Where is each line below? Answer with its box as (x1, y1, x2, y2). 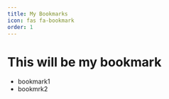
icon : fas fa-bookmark (7, 17, 75, 24)
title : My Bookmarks (7, 10, 69, 18)
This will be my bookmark (7, 54, 162, 70)
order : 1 (7, 23, 33, 30)
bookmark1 (17, 77, 50, 86)
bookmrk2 (17, 85, 48, 93)
